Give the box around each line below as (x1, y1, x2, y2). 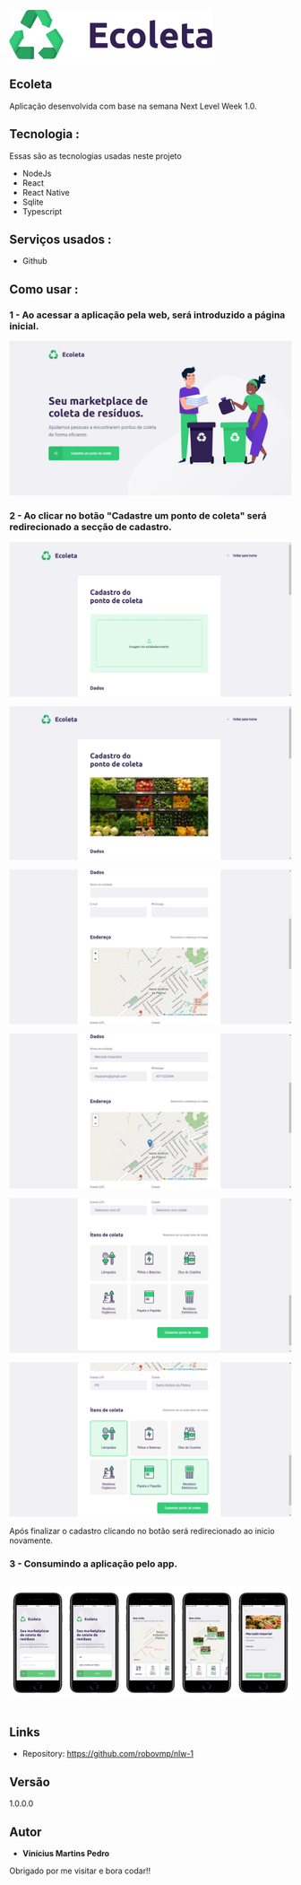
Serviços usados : (9, 232, 112, 248)
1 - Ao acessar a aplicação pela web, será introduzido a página (9, 309, 286, 321)
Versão (9, 1774, 51, 1790)
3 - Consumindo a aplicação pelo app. (9, 1558, 177, 1570)
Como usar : (9, 282, 79, 297)
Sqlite (21, 196, 44, 207)
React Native (21, 187, 70, 197)
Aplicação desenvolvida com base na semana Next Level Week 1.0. (9, 100, 257, 111)
